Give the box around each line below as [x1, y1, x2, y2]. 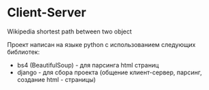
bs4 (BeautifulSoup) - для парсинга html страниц [16, 61, 159, 69]
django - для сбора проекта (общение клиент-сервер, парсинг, [16, 68, 202, 76]
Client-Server [7, 5, 87, 20]
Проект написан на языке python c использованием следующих [7, 40, 196, 48]
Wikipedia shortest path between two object [7, 27, 132, 35]
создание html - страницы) [16, 75, 96, 83]
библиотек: [7, 48, 40, 56]
